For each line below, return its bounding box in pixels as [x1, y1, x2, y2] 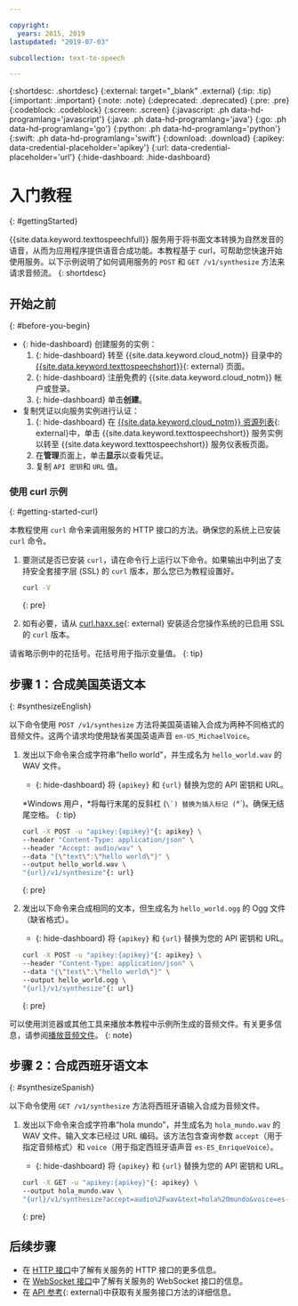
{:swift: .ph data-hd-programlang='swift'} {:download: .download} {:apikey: [9, 133, 285, 143]
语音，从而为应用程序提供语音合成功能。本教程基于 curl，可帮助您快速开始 [9, 246, 283, 256]
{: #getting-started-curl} [9, 507, 99, 517]
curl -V [21, 584, 51, 593]
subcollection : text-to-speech [9, 53, 125, 62]
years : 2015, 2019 [17, 28, 86, 38]
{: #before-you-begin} [9, 320, 91, 330]
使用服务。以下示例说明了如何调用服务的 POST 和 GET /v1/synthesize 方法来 [9, 256, 286, 267]
